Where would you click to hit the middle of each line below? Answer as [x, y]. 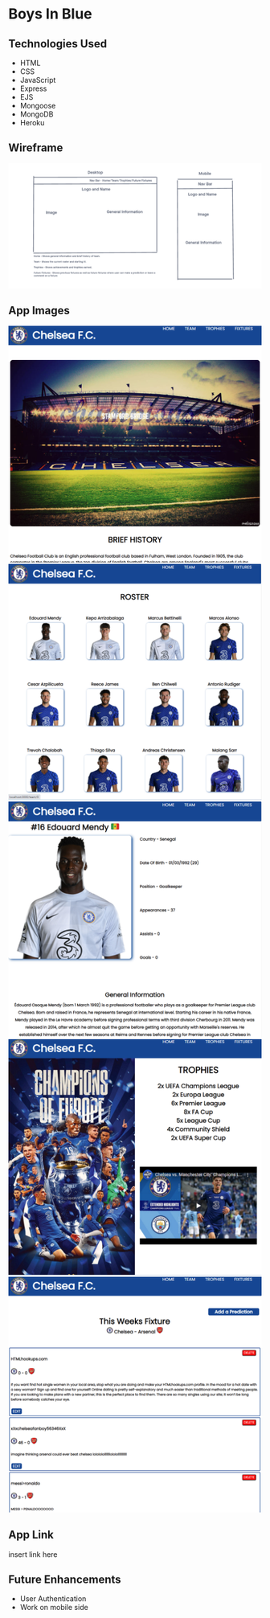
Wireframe [36, 148]
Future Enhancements [65, 1579]
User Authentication [53, 1599]
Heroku [32, 123]
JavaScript [38, 80]
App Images [39, 311]
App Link [31, 1535]
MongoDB [37, 114]
